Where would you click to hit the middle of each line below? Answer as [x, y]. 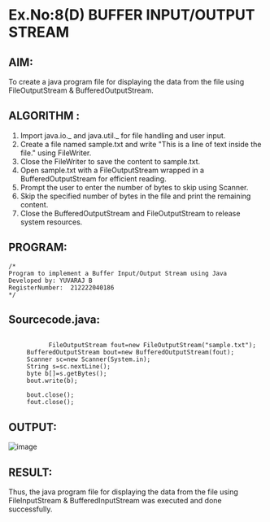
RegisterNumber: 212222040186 [61, 287]
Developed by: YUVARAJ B [50, 281]
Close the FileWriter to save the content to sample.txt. [110, 161]
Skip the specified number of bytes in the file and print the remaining [135, 196]
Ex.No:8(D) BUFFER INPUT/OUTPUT [132, 15]
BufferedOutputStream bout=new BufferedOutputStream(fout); [130, 352]
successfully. [30, 509]
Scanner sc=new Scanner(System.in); [89, 359]
